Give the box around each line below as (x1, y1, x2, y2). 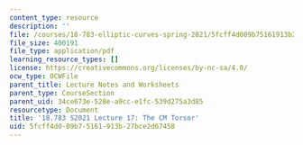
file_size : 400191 (9, 38, 78, 48)
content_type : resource (9, 13, 99, 23)
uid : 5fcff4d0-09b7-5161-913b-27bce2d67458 (9, 122, 176, 131)
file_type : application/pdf (9, 47, 115, 56)
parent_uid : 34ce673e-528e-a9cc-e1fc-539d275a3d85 (9, 96, 204, 106)
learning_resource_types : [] (9, 55, 119, 64)
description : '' (9, 22, 70, 31)
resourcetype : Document (9, 105, 99, 114)
